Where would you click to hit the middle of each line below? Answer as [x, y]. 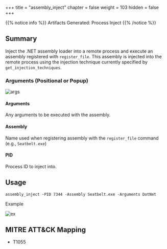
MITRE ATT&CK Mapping [46, 230]
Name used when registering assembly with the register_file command [82, 138]
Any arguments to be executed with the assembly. [58, 115]
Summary [21, 39]
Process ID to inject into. [31, 166]
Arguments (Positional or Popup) [47, 80]
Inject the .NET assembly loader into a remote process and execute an [79, 51]
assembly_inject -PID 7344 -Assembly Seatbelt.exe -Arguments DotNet [81, 194]
